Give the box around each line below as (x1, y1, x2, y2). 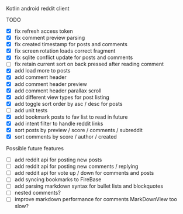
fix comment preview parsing (14, 34, 85, 42)
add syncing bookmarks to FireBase (14, 176, 102, 183)
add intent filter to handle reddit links (14, 120, 103, 127)
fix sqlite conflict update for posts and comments (14, 54, 133, 61)
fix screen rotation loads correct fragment (14, 47, 116, 54)
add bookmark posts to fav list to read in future (14, 113, 128, 120)
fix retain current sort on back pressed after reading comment (14, 61, 164, 68)
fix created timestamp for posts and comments (14, 41, 127, 48)
